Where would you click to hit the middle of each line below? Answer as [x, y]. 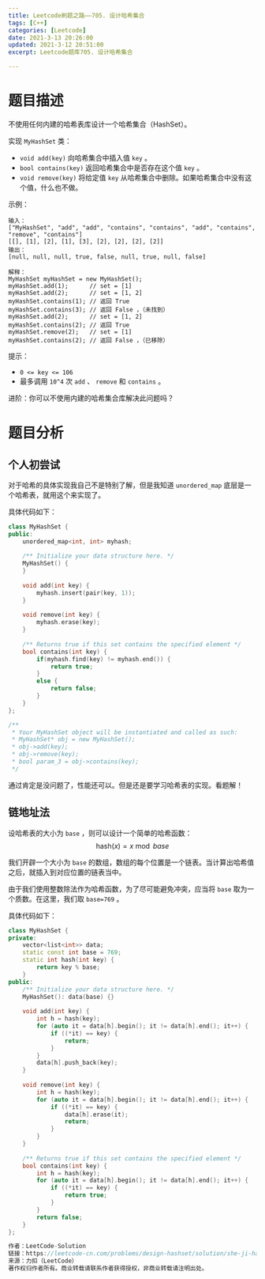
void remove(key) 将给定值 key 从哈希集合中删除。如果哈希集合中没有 [132, 177]
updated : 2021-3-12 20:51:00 [56, 45]
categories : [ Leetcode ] [47, 30]
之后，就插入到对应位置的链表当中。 [67, 872]
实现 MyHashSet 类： [40, 141]
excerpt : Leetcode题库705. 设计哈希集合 [71, 52]
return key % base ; [69, 967]
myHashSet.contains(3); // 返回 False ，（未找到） [89, 309]
